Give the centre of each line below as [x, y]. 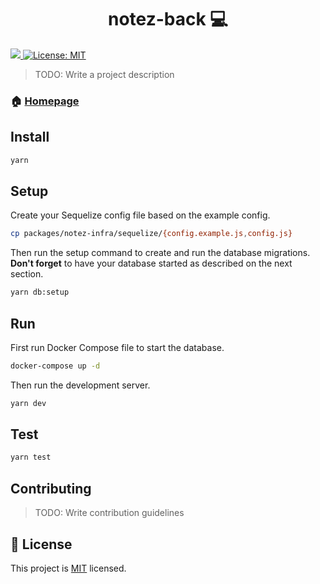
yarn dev [28, 403]
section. [27, 274]
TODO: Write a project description [104, 74]
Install [30, 137]
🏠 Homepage [45, 101]
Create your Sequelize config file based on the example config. [140, 215]
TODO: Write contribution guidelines [109, 513]
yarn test [31, 457]
